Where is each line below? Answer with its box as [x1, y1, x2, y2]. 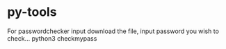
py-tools [7, 4, 57, 20]
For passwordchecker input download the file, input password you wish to [7, 27, 219, 35]
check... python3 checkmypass [7, 34, 97, 42]
